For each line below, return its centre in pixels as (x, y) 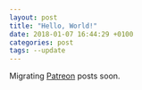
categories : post (42, 42)
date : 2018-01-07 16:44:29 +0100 (71, 34)
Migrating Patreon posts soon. (65, 76)
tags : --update (38, 51)
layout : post (33, 17)
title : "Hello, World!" (54, 26)
